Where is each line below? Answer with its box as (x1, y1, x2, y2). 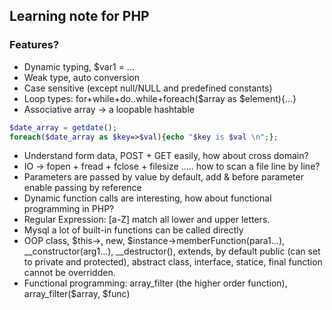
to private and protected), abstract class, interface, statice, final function (23, 256, 323, 268)
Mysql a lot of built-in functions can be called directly (23, 224, 244, 236)
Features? (9, 38, 60, 52)
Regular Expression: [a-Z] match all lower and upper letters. (23, 214, 271, 226)
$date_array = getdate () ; (9, 122, 117, 133)
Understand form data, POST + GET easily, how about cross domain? (23, 150, 309, 162)
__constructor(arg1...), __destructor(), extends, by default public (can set (23, 245, 321, 258)
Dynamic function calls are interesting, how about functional (23, 192, 272, 204)
